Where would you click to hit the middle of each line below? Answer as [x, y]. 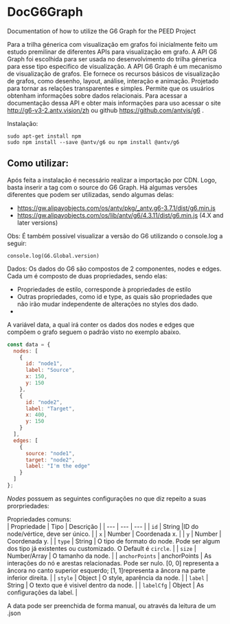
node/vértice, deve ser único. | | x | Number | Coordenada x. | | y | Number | [114, 534]
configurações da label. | [42, 592]
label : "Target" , [50, 408]
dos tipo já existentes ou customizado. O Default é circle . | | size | [102, 548]
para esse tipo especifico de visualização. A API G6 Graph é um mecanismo [115, 66]
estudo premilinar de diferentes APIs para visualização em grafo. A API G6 [112, 52]
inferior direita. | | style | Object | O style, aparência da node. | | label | [108, 578]
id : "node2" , [44, 402]
